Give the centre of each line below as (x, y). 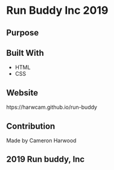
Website (22, 93)
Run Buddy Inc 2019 (57, 11)
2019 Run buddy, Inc (46, 159)
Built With (25, 53)
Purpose (23, 33)
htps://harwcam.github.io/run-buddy (52, 107)
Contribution (31, 126)
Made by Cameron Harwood (41, 141)
